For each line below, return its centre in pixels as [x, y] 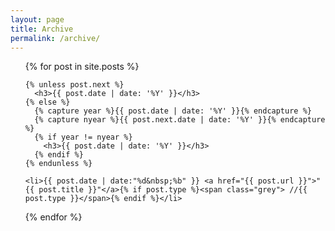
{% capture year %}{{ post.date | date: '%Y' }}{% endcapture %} [173, 111]
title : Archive [42, 29]
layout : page [37, 19]
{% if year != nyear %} [83, 137]
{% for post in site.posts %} [82, 67]
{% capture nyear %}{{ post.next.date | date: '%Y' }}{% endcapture [180, 120]
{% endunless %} [58, 164]
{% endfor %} [53, 217]
